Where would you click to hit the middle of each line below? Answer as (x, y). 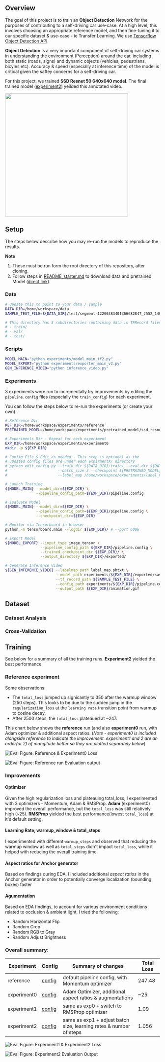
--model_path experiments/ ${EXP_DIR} (94, 575)
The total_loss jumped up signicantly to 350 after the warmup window (84, 697)
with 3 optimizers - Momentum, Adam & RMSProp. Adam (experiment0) (78, 803)
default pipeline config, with (95, 977)
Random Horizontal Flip (36, 921)
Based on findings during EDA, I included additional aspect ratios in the (77, 874)
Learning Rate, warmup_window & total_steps (53, 830)
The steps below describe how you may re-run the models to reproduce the (82, 241)
